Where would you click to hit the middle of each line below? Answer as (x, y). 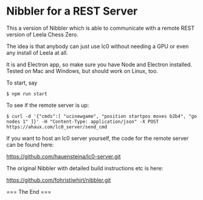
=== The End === (29, 191)
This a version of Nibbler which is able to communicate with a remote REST (100, 28)
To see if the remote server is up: (48, 105)
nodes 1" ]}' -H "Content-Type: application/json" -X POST (83, 122)
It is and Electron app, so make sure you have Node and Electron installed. (99, 64)
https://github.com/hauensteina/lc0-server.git (64, 156)
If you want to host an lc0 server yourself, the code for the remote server (98, 138)
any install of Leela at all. (37, 52)
